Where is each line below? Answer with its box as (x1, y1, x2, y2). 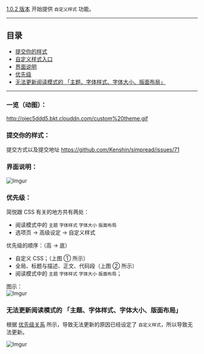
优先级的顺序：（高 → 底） (6, 242, 71, 249)
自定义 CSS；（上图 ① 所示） (15, 255, 89, 262)
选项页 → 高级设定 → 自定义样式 (15, 229, 96, 236)
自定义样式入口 (15, 55, 53, 63)
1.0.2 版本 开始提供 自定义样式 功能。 (6, 5, 95, 12)
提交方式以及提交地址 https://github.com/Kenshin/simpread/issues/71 (6, 146, 180, 153)
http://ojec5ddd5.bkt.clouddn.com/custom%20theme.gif (6, 115, 148, 122)
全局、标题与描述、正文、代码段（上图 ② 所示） (15, 262, 138, 269)
